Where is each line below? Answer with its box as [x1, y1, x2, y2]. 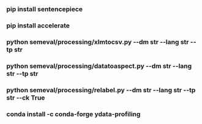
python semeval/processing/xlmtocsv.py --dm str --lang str [6, 37, 189, 46]
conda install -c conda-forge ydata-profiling [6, 109, 141, 118]
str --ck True [6, 93, 45, 102]
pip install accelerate [6, 21, 70, 29]
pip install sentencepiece [6, 5, 83, 13]
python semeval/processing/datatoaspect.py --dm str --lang [6, 62, 192, 70]
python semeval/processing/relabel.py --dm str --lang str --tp [6, 86, 196, 94]
